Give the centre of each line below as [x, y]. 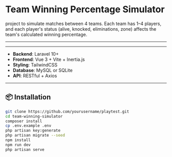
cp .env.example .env [28, 126]
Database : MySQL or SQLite [42, 70]
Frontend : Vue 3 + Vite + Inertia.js [49, 59]
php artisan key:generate [33, 131]
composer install [24, 121]
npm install [18, 140]
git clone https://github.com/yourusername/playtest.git [67, 111]
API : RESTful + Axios [35, 76]
